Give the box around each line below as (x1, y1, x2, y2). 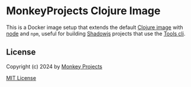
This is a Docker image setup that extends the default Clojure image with (6, 24, 183, 31)
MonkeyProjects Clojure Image (6, 4, 161, 18)
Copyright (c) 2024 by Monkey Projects (6, 63, 102, 70)
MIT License (6, 74, 37, 81)
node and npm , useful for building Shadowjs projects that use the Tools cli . (6, 30, 186, 37)
